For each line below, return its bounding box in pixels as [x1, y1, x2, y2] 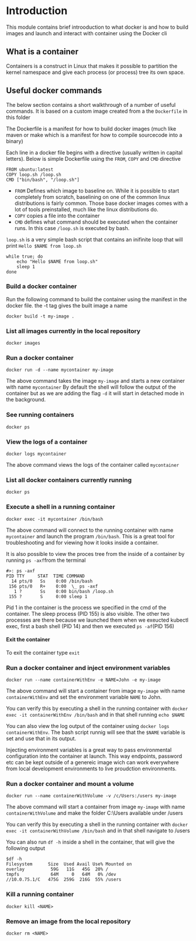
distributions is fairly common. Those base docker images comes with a [14, 200, 188, 207]
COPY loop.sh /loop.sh [6, 171, 61, 177]
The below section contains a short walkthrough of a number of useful [6, 101, 176, 108]
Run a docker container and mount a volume [6, 780, 135, 788]
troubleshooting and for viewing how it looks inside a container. [6, 539, 159, 546]
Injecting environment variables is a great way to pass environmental [6, 747, 172, 754]
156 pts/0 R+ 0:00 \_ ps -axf [8, 583, 98, 589]
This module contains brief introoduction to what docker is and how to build [6, 23, 189, 31]
